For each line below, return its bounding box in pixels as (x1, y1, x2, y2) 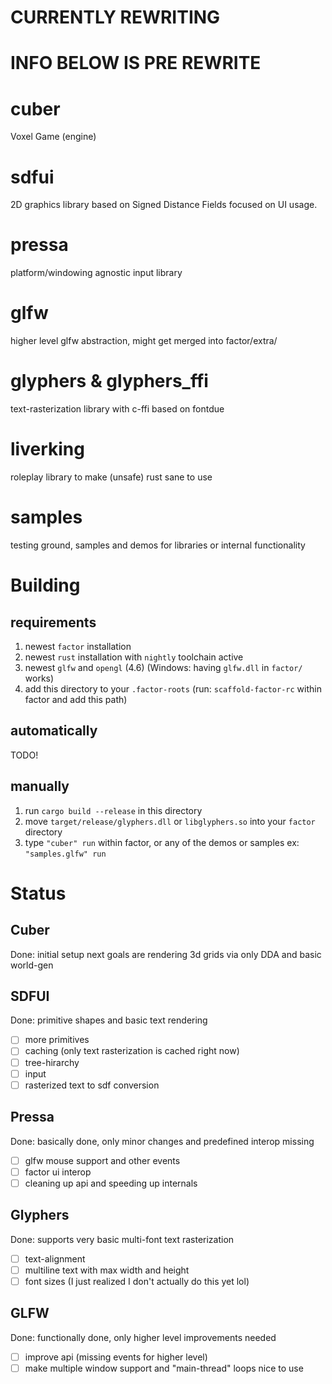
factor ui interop (24, 1166, 92, 1178)
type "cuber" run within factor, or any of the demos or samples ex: (24, 836, 300, 848)
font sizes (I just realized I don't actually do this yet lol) (24, 1275, 250, 1287)
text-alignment (24, 1252, 86, 1265)
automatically (10, 722, 98, 740)
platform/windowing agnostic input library (10, 267, 183, 279)
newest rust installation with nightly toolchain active (24, 651, 244, 663)
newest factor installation (24, 640, 132, 652)
